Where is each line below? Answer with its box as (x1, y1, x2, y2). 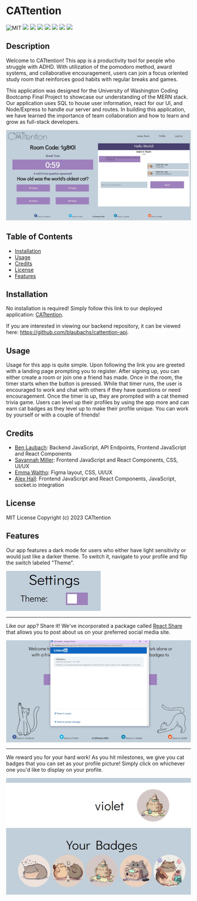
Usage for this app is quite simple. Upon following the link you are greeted (6, 361, 185, 368)
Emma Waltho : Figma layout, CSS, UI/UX (14, 469, 113, 476)
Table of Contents (6, 232, 73, 242)
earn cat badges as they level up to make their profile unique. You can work (6, 405, 189, 412)
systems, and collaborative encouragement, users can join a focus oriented (6, 69, 188, 76)
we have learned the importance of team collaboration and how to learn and (6, 112, 190, 119)
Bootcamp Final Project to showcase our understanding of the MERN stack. (6, 93, 189, 100)
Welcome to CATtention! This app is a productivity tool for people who (6, 57, 175, 64)
